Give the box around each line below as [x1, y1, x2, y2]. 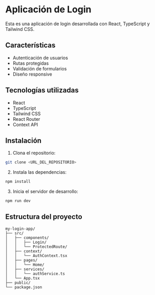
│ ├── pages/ [5, 257, 38, 263]
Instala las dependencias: [12, 169, 67, 175]
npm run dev [5, 198, 31, 204]
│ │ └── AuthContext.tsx [5, 253, 68, 258]
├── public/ [5, 280, 31, 285]
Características [5, 41, 56, 50]
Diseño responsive [12, 71, 52, 77]
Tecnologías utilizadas [5, 86, 79, 95]
